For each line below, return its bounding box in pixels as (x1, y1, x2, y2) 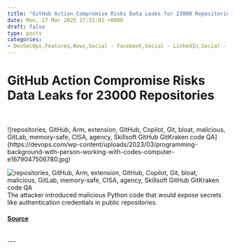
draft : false (7, 23, 45, 30)
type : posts (7, 29, 42, 37)
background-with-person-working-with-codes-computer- (7, 147, 175, 156)
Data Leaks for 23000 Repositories (7, 88, 215, 103)
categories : (7, 36, 42, 43)
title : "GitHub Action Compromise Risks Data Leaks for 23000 (7, 10, 192, 17)
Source (7, 214, 29, 222)
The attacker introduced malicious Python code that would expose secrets (7, 190, 222, 199)
